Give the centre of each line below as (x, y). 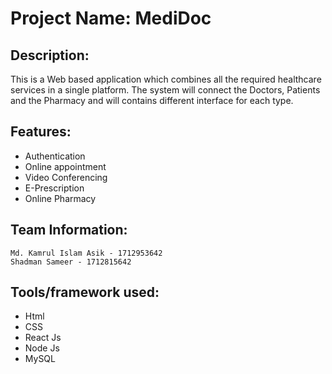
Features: (41, 132)
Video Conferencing (66, 177)
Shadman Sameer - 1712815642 (71, 262)
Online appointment (65, 166)
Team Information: (69, 230)
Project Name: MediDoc (111, 18)
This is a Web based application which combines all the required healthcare (166, 79)
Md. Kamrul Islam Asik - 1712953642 (86, 253)
